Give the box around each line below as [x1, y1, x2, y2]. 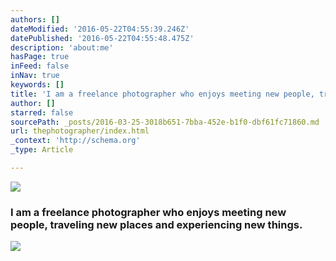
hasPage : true [10, 52, 70, 62]
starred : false [10, 107, 74, 118]
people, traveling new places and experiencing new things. [10, 217, 303, 231]
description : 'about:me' [10, 42, 114, 53]
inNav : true [10, 71, 60, 81]
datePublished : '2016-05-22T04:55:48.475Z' [10, 33, 195, 43]
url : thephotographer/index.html [10, 126, 150, 136]
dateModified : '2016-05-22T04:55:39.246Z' [10, 24, 190, 34]
